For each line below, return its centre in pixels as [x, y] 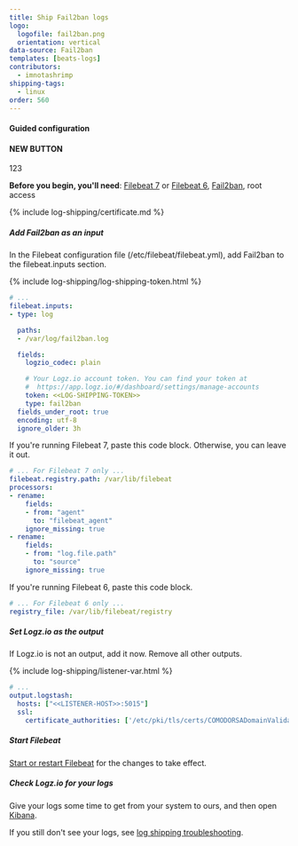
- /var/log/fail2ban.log [63, 338]
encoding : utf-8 [47, 420]
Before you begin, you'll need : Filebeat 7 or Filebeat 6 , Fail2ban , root [136, 186]
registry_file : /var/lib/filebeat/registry [91, 612]
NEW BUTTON [36, 148]
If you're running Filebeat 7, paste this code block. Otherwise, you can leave [148, 446]
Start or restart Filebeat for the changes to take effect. [108, 763]
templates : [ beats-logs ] [55, 59]
